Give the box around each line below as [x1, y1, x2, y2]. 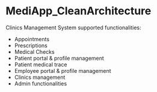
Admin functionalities [14, 79, 67, 87]
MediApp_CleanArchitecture [5, 4, 152, 18]
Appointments [14, 35, 49, 42]
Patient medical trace [14, 61, 67, 68]
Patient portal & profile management [14, 54, 105, 62]
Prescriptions [14, 42, 48, 49]
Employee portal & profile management [14, 67, 112, 74]
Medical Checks [14, 48, 55, 55]
